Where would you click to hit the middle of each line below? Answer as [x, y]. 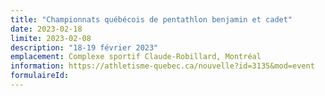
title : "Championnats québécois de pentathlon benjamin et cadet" [151, 19]
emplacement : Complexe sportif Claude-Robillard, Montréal [136, 57]
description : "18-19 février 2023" [84, 47]
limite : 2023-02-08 [51, 38]
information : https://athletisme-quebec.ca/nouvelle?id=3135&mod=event [162, 66]
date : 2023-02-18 [46, 29]
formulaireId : [40, 76]
